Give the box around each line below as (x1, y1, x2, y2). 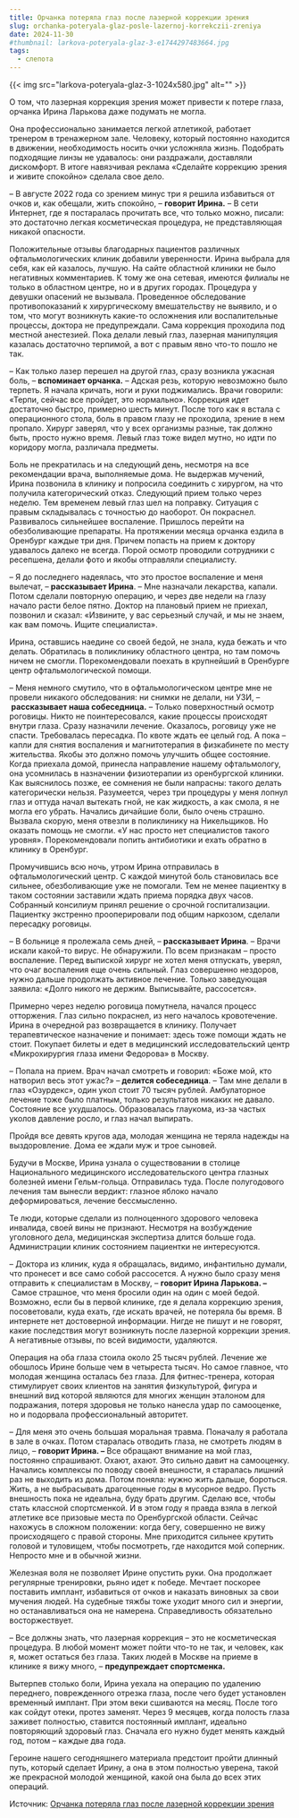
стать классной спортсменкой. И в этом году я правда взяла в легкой (9, 1503, 278, 1513)
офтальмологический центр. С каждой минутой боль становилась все (9, 871, 279, 882)
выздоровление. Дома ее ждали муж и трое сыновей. (9, 1140, 217, 1150)
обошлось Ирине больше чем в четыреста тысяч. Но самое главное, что (9, 1361, 288, 1372)
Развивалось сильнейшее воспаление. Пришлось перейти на (9, 516, 245, 526)
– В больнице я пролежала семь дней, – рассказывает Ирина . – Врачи (9, 936, 281, 946)
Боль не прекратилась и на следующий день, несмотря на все (9, 459, 250, 470)
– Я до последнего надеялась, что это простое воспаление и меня (9, 572, 263, 582)
